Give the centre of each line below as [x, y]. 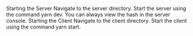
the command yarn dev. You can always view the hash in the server [88, 15]
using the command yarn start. [43, 27]
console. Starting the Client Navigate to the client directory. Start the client [97, 21]
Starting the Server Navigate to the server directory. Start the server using [96, 8]
